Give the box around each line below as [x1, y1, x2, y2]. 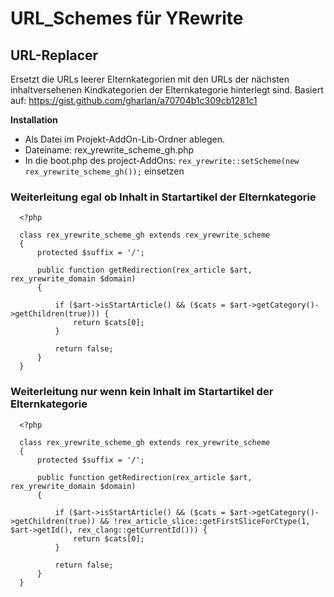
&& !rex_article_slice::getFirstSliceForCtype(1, [99, 516, 311, 526]
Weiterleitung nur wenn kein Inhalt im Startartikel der [10, 385, 274, 399]
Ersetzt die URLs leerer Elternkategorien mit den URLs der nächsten [10, 73, 290, 85]
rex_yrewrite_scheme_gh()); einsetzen [24, 165, 185, 177]
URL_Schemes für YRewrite [10, 7, 244, 30]
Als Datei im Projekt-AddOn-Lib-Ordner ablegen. [24, 133, 226, 145]
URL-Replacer [10, 47, 99, 64]
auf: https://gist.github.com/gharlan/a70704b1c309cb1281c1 [10, 95, 258, 106]
